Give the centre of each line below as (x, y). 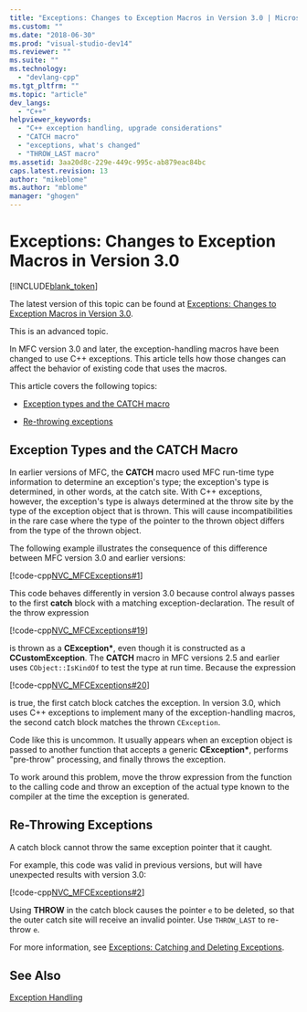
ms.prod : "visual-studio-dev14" (71, 43)
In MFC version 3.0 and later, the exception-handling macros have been (144, 349)
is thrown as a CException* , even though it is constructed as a (127, 648)
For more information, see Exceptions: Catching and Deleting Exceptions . (147, 947)
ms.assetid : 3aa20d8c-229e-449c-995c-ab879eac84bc (108, 162)
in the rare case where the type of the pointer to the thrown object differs (147, 521)
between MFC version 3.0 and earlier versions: (97, 557)
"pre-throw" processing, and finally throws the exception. (118, 759)
